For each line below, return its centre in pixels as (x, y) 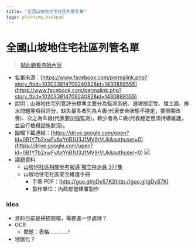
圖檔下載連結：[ (33, 133)
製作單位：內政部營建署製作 (66, 189)
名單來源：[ (28, 77)
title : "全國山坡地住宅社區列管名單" (46, 11)
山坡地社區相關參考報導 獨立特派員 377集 (73, 167)
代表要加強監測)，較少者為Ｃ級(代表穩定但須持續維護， (121, 118)
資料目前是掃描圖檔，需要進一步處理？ (61, 218)
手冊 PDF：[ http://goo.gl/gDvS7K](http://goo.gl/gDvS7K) (100, 182)
